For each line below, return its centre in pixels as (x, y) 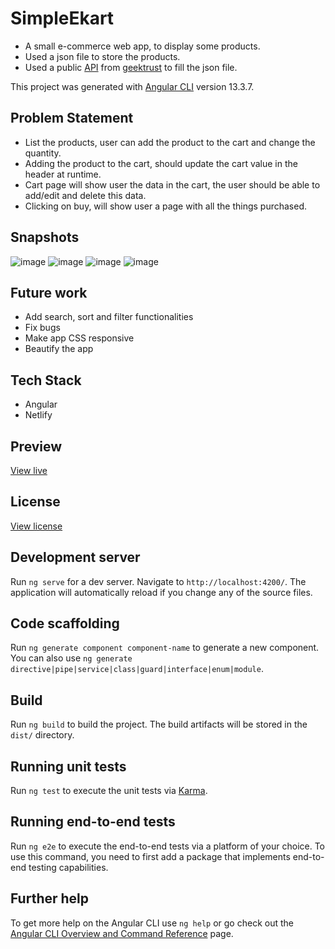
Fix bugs (42, 328)
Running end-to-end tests (93, 822)
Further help (50, 898)
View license (36, 526)
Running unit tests (68, 766)
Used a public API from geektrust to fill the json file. (131, 67)
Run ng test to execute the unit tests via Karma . (109, 791)
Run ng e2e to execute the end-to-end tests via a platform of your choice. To (168, 846)
